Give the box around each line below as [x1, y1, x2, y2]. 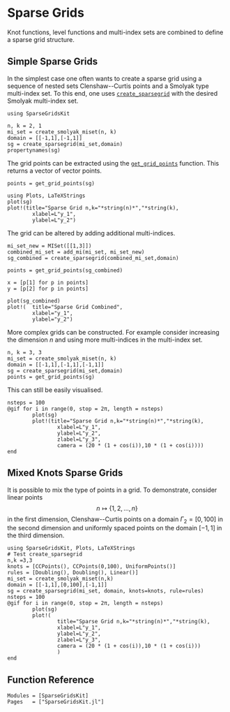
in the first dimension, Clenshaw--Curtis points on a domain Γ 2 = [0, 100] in [7, 515, 223, 525]
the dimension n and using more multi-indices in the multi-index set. [7, 335, 204, 344]
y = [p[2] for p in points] [7, 285, 89, 292]
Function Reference [7, 674, 95, 685]
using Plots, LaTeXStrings [7, 192, 86, 199]
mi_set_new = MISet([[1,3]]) [7, 242, 92, 249]
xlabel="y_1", [32, 310, 73, 317]
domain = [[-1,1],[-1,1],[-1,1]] [7, 361, 105, 368]
